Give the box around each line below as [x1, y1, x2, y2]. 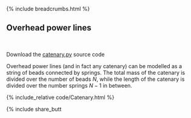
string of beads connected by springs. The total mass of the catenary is [6, 69, 186, 76]
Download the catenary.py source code [6, 50, 105, 58]
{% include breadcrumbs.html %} [6, 5, 90, 12]
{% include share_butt [6, 105, 62, 113]
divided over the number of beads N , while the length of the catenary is [6, 75, 185, 83]
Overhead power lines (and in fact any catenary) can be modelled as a [6, 62, 183, 69]
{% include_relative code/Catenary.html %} [6, 94, 115, 101]
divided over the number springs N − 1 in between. [6, 82, 132, 89]
